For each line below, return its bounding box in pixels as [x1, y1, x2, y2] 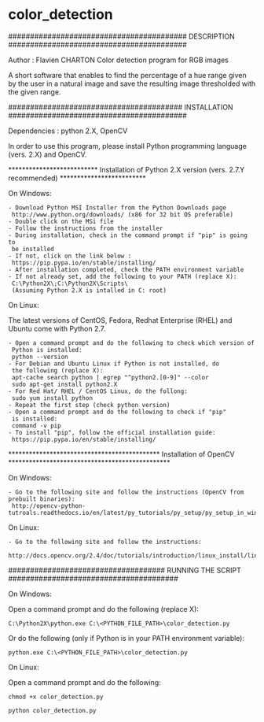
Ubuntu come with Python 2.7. [8, 324, 106, 333]
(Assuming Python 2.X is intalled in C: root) [11, 286, 167, 294]
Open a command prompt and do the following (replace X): [8, 604, 199, 613]
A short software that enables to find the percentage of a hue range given [8, 70, 247, 80]
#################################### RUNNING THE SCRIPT [8, 565, 242, 575]
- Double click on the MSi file [8, 217, 114, 225]
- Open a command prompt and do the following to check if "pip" [8, 408, 226, 416]
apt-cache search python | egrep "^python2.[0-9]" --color [11, 373, 210, 381]
